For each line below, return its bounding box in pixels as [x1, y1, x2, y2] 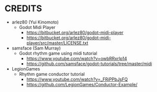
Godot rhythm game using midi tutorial [19, 50, 97, 56]
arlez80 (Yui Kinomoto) [11, 19, 59, 25]
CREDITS [4, 3, 42, 14]
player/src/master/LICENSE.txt [26, 40, 89, 46]
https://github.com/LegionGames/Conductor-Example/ [26, 81, 138, 87]
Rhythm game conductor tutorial [19, 71, 85, 77]
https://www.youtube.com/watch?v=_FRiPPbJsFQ [26, 76, 128, 82]
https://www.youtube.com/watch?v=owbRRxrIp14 [26, 55, 127, 61]
